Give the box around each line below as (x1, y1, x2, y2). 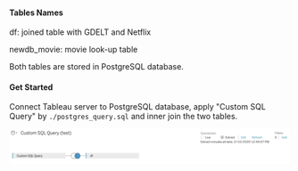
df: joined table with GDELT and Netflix (9, 27, 152, 37)
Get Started (9, 81, 54, 93)
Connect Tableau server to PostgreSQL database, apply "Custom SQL (9, 102, 266, 112)
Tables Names (9, 7, 64, 18)
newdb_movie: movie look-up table (9, 45, 138, 55)
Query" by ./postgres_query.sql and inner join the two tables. (9, 111, 238, 122)
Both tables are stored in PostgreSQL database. (9, 61, 185, 72)
